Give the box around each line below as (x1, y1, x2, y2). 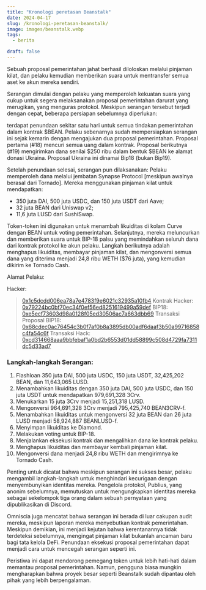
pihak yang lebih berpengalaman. (7, 577, 91, 584)
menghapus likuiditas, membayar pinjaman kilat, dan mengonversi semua (7, 248, 192, 255)
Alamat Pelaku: (7, 273, 45, 281)
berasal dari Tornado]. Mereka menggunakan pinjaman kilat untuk (7, 179, 173, 186)
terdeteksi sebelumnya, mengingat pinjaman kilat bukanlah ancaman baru (7, 532, 193, 540)
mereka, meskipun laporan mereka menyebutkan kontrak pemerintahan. (7, 519, 188, 527)
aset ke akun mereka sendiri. (7, 78, 80, 86)
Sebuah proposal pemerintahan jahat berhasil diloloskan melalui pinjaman (7, 65, 193, 72)
